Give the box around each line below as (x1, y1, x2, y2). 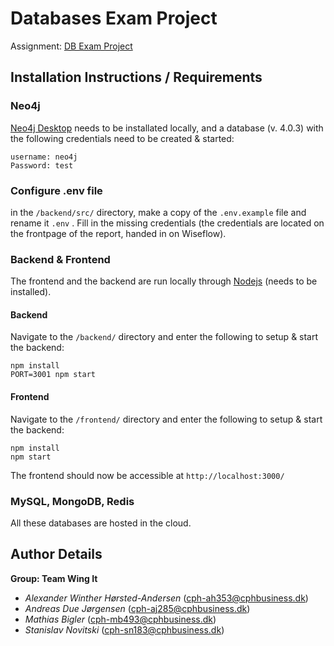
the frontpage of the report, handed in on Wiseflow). (10, 227, 227, 239)
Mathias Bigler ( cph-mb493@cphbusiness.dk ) (24, 613, 217, 625)
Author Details (10, 546, 103, 563)
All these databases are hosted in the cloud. (10, 517, 192, 529)
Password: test (10, 160, 74, 171)
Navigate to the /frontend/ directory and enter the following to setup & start (10, 413, 323, 425)
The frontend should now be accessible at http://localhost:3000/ (10, 469, 285, 481)
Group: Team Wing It (10, 572, 98, 584)
